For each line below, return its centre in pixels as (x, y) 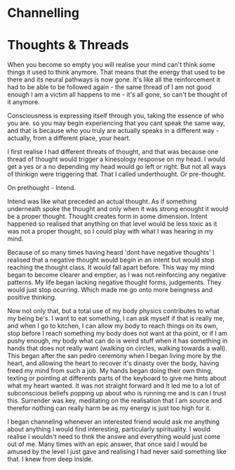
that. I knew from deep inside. (50, 459)
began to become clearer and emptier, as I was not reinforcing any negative (117, 275)
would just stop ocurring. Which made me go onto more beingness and (110, 290)
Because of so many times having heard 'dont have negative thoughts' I (111, 253)
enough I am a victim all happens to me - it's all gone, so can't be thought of (117, 95)
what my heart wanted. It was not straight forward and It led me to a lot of (114, 386)
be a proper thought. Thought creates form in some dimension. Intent (108, 217)
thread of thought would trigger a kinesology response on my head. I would (116, 159)
